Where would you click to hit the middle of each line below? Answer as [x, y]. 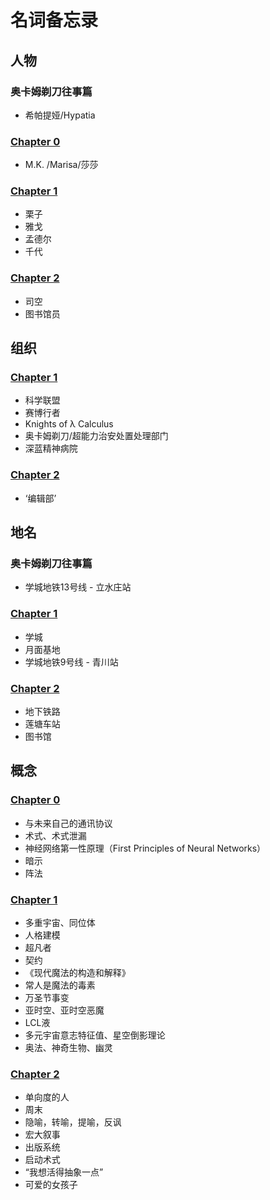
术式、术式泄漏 [55, 835]
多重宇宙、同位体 [60, 923]
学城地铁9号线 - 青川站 [71, 662]
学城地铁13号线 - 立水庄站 [78, 587]
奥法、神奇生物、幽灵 [68, 1048]
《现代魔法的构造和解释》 [77, 973]
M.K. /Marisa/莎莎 [61, 165]
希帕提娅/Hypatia [60, 115]
